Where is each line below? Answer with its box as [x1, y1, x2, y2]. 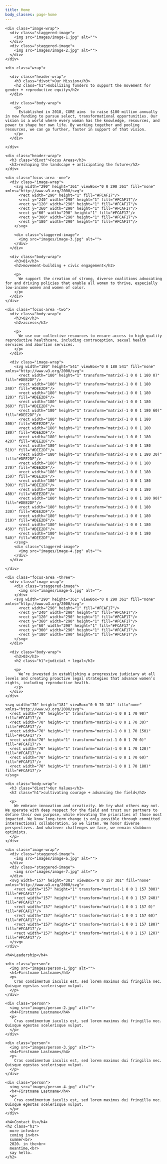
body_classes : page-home [5, 12, 57, 17]
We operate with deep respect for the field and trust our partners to [5, 808, 157, 813]
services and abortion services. [5, 342, 75, 347]
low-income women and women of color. [5, 285, 86, 290]
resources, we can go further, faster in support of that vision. [5, 126, 146, 132]
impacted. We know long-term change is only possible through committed [5, 816, 160, 821]
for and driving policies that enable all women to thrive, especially [5, 281, 157, 286]
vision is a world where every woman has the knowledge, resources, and [5, 118, 160, 123]
